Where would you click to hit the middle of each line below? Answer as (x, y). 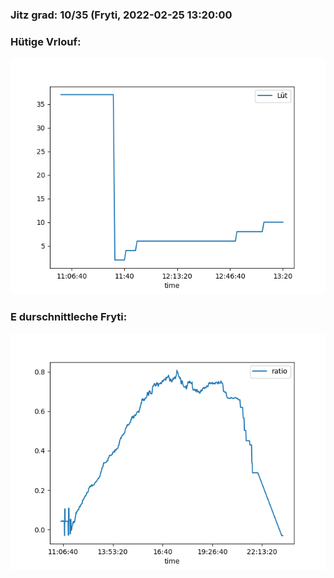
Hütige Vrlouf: (46, 41)
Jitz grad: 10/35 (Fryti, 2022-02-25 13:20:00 (121, 15)
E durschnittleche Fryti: (69, 317)
